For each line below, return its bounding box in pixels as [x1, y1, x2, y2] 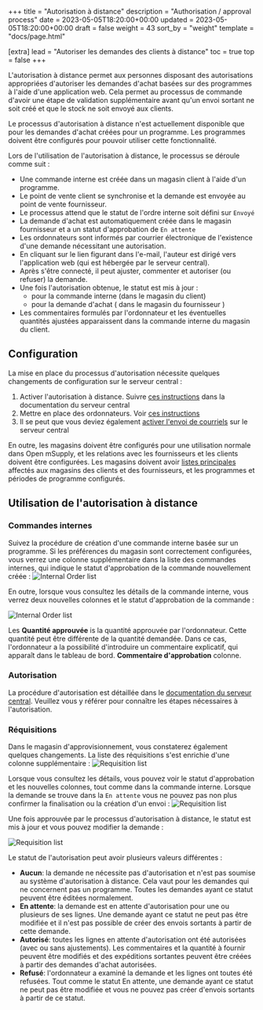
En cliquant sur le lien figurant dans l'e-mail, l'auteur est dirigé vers [19, 250, 237, 258]
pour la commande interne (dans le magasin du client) [31, 291, 206, 301]
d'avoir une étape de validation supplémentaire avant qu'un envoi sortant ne [8, 96, 255, 104]
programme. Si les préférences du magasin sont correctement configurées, [8, 546, 252, 556]
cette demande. [19, 927, 71, 936]
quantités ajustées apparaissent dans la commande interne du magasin [19, 317, 250, 325]
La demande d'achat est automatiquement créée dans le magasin [19, 216, 232, 225]
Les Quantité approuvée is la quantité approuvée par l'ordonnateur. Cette [8, 625, 247, 635]
